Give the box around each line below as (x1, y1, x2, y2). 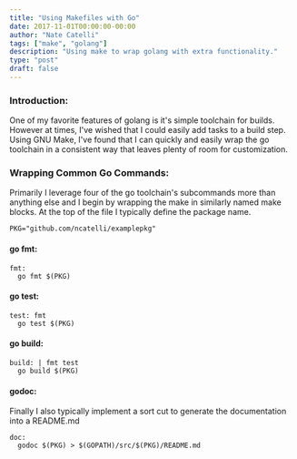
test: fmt (9, 311, 47, 320)
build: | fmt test (9, 359, 79, 368)
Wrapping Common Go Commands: (9, 167, 170, 179)
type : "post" (9, 56, 59, 65)
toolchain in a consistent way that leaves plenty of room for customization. (9, 144, 288, 155)
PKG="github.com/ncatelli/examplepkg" (9, 224, 156, 233)
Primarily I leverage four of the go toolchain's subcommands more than (9, 188, 276, 199)
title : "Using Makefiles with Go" (9, 13, 141, 23)
